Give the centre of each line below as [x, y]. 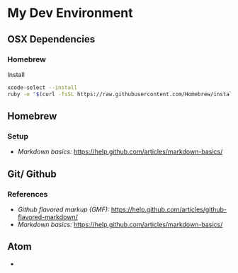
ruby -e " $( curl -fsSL [41, 94]
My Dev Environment [70, 13]
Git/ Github [32, 174]
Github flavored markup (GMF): [63, 209]
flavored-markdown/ [47, 217]
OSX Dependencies [51, 39]
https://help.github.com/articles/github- [169, 209]
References [28, 194]
